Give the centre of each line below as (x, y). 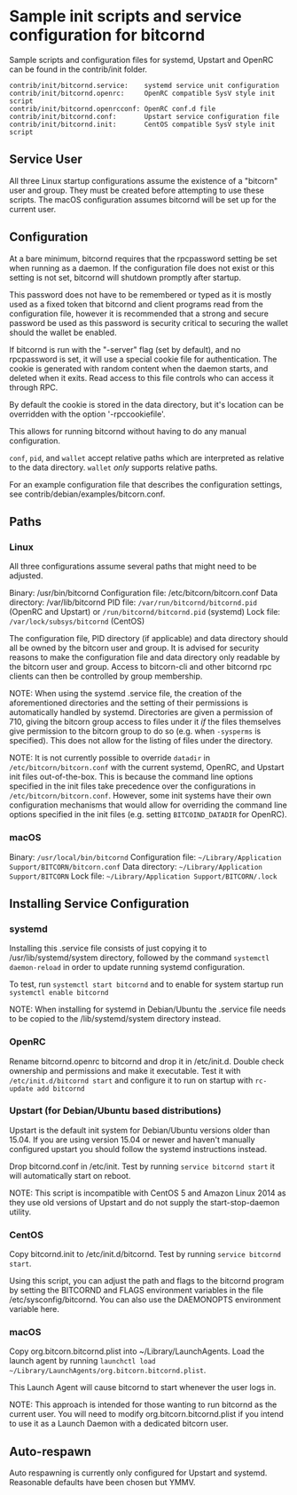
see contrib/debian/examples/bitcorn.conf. (87, 494)
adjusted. (26, 576)
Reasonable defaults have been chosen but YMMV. (102, 1483)
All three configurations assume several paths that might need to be (133, 567)
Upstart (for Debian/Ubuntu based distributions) (115, 1110)
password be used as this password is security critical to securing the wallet (148, 322)
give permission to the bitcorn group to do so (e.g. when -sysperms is (135, 731)
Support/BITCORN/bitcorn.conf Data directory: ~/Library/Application (136, 866)
